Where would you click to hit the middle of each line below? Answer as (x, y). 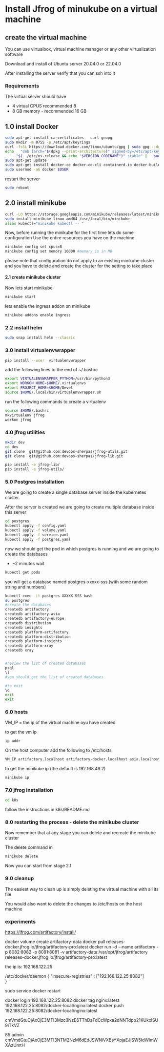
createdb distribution (28, 623)
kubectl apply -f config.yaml (36, 526)
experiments (20, 922)
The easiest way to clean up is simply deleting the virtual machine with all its (82, 889)
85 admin (15, 1034)
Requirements (22, 85)
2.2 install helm (24, 328)
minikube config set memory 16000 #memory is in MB (59, 252)
